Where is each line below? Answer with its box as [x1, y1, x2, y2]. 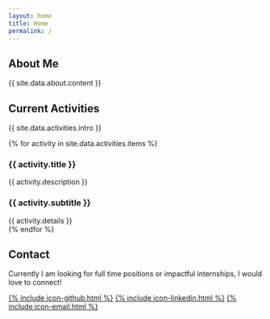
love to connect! [8, 278, 62, 288]
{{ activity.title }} [8, 158, 77, 170]
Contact [8, 247, 50, 261]
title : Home [8, 19, 48, 27]
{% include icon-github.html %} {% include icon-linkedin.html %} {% [8, 293, 237, 303]
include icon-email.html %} [8, 302, 98, 312]
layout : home [8, 11, 52, 20]
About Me [8, 57, 59, 70]
